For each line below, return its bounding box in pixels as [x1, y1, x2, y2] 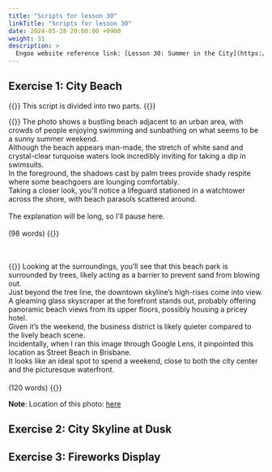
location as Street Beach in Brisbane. [8, 347, 132, 357]
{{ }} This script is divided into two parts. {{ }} [8, 100, 156, 110]
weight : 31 [8, 34, 45, 43]
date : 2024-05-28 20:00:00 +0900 [8, 27, 121, 35]
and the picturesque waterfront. [8, 364, 115, 374]
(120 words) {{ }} [8, 382, 62, 393]
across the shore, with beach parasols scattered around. [8, 193, 197, 203]
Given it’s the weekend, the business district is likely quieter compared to [8, 321, 252, 331]
